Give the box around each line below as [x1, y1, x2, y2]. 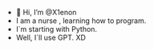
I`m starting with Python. [15, 25, 98, 33]
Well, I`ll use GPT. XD [15, 33, 87, 42]
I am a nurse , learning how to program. [15, 16, 147, 25]
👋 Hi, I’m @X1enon [15, 8, 77, 17]
